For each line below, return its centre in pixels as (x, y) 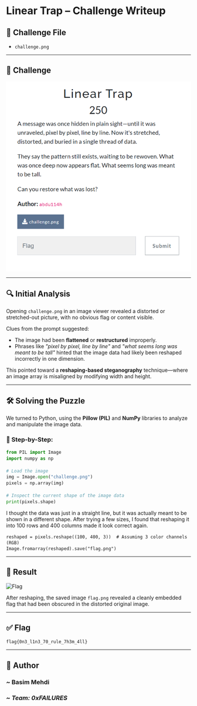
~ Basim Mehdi (28, 682)
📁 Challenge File (36, 33)
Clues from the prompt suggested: (48, 328)
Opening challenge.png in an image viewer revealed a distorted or (86, 311)
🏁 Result (21, 572)
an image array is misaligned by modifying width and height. (79, 376)
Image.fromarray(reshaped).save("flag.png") (61, 549)
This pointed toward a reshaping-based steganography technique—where (97, 370)
